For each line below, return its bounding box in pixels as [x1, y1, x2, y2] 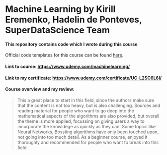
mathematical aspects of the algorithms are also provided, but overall [17, 113, 160, 119]
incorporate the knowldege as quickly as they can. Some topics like [17, 123, 156, 129]
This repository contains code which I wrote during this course [5, 41, 138, 47]
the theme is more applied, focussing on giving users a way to [17, 118, 145, 124]
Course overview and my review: [5, 86, 75, 92]
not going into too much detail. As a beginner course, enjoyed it [17, 134, 148, 140]
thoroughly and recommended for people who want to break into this [17, 139, 159, 145]
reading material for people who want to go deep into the [17, 107, 134, 113]
